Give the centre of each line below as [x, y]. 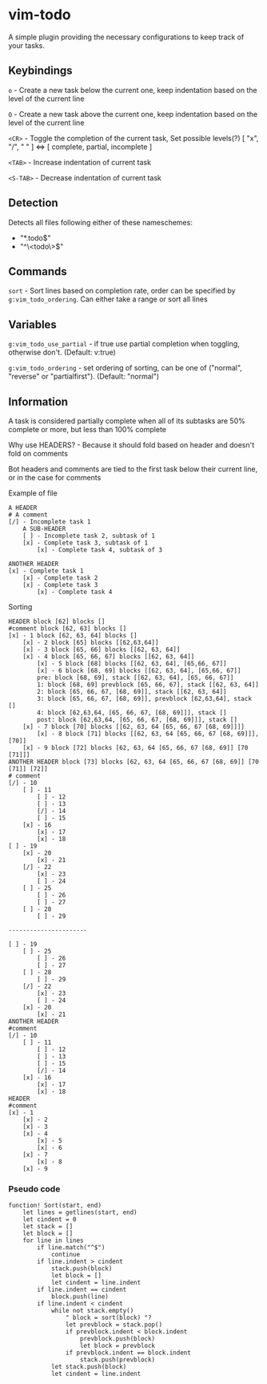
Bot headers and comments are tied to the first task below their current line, [133, 469]
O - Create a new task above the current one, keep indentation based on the [133, 114]
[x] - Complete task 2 [60, 578]
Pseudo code [34, 1188]
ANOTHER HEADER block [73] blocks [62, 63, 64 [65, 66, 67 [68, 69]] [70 [134, 762]
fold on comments [38, 453]
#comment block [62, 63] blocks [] [68, 629]
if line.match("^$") [71, 1248]
